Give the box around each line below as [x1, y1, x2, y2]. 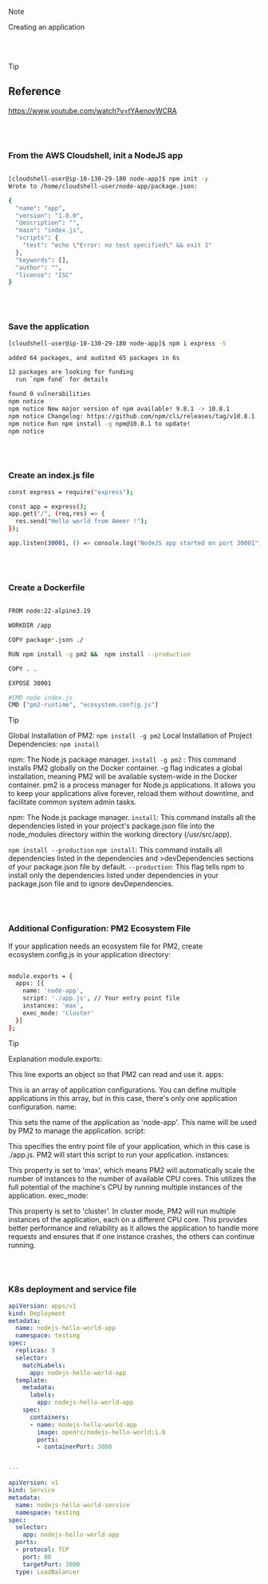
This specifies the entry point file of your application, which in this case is [8, 1141, 250, 1150]
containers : [29, 1413, 69, 1421]
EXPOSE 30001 [8, 679, 52, 687]
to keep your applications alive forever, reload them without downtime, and [8, 789, 254, 798]
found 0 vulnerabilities [8, 390, 91, 398]
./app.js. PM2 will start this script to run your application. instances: [8, 1150, 230, 1159]
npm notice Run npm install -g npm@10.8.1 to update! [8, 419, 191, 428]
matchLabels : [22, 1361, 66, 1369]
